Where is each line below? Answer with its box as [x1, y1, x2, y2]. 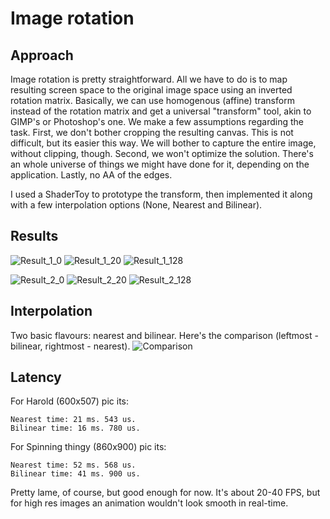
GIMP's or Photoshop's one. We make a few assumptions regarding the [10, 116, 304, 127]
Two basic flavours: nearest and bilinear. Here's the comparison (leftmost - [10, 329, 319, 341]
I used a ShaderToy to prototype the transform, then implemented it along [10, 188, 313, 200]
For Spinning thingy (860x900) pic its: [10, 441, 167, 453]
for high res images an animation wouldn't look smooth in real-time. [10, 497, 289, 509]
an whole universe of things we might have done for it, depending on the [10, 158, 310, 170]
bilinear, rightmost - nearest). [10, 340, 131, 352]
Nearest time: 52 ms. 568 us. [10, 460, 137, 471]
